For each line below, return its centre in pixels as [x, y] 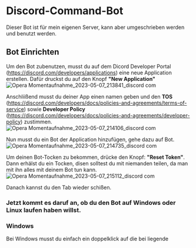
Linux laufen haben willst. [44, 210]
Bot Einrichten [33, 52]
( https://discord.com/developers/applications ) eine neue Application [89, 73]
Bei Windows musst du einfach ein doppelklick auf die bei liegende [87, 239]
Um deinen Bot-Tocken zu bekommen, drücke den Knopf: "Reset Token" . [96, 157]
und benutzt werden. [31, 33]
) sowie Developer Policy [54, 109]
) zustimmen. [36, 122]
